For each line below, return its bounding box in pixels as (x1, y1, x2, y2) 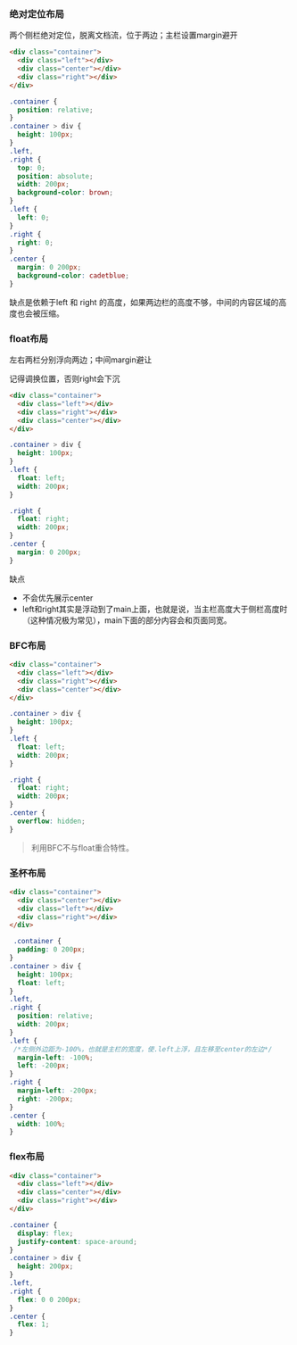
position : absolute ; (17, 171, 94, 180)
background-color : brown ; (17, 188, 114, 197)
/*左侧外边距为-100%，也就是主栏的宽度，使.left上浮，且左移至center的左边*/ (12, 1044, 273, 1054)
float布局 (9, 332, 49, 345)
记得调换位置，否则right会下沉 (9, 373, 120, 385)
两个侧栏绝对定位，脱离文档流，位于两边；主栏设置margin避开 (9, 29, 238, 41)
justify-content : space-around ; (17, 1237, 138, 1246)
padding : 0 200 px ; (17, 945, 87, 954)
